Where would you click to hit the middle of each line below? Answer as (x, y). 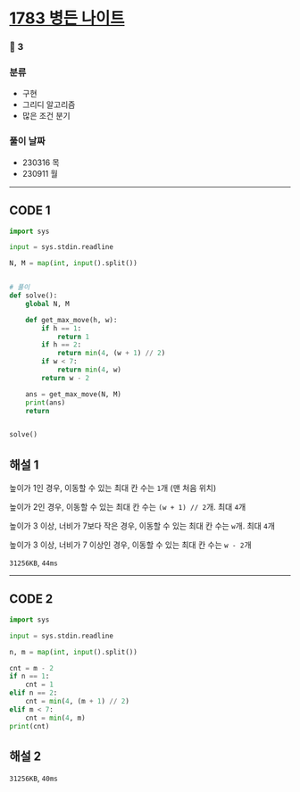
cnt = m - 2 (31, 668)
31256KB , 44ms (33, 563)
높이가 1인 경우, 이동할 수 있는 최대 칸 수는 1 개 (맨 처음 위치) (113, 488)
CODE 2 (31, 599)
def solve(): (33, 296)
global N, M (47, 304)
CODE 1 (30, 211)
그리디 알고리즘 (49, 104)
